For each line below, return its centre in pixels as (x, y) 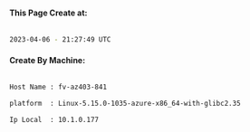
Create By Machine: (48, 60)
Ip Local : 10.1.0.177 (54, 120)
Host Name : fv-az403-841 (58, 87)
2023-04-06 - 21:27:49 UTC (60, 40)
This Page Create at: (48, 13)
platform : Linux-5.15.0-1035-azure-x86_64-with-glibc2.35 (125, 104)
